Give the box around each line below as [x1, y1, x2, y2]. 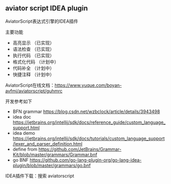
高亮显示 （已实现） [12, 40, 54, 46]
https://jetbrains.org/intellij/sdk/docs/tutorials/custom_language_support [12, 135, 165, 141]
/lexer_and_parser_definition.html [12, 140, 82, 146]
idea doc [12, 114, 32, 120]
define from [12, 146, 38, 152]
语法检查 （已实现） [12, 46, 54, 52]
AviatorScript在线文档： [5, 82, 55, 88]
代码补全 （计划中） [12, 65, 54, 71]
